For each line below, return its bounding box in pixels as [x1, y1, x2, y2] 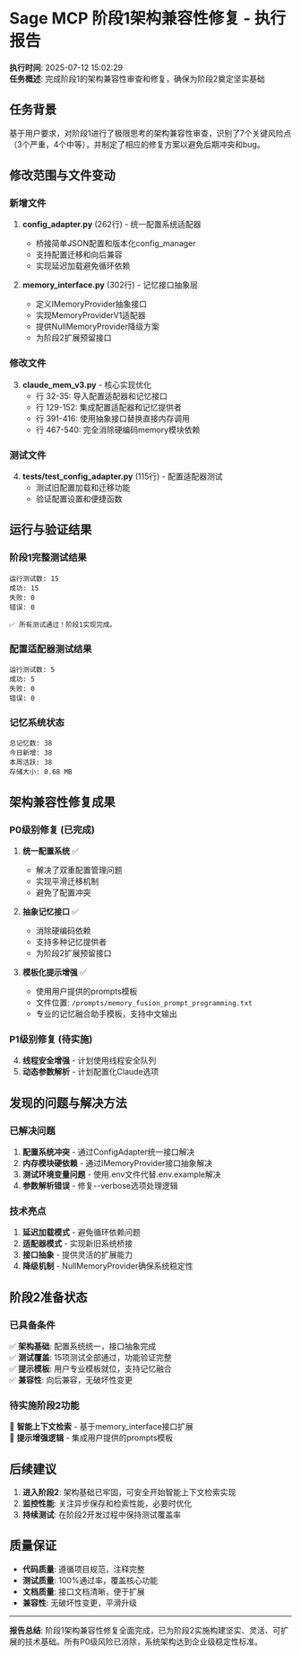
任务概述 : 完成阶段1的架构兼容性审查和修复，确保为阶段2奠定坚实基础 [9, 73, 266, 84]
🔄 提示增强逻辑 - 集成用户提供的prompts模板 [9, 1432, 174, 1443]
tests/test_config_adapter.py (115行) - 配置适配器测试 [21, 471, 223, 482]
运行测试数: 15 [9, 574, 60, 583]
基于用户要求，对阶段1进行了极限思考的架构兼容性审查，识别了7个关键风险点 [9, 128, 292, 138]
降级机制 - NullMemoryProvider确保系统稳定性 [21, 1261, 193, 1271]
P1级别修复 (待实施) [9, 1032, 93, 1045]
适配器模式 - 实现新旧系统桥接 [21, 1238, 133, 1249]
